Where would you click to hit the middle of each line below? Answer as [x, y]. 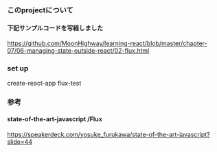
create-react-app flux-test [44, 84]
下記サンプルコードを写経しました [55, 27]
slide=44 [20, 142]
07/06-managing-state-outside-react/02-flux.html [78, 51]
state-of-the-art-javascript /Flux [55, 119]
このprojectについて [41, 10]
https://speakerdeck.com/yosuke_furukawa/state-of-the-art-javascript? [109, 134]
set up [18, 68]
